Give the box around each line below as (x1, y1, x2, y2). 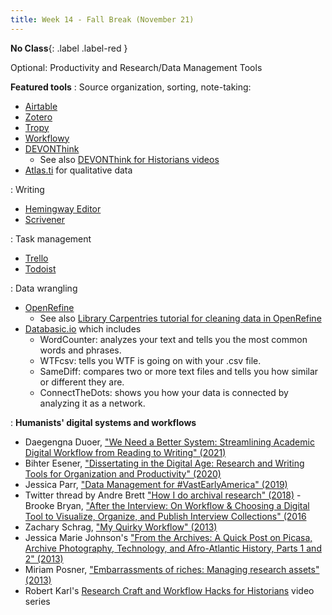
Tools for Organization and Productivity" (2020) (24, 467, 222, 480)
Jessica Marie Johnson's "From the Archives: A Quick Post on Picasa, (24, 531, 313, 543)
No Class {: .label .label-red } (10, 42, 128, 54)
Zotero (24, 111, 53, 123)
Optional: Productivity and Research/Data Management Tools (10, 61, 263, 73)
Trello (24, 252, 49, 264)
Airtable (24, 100, 58, 112)
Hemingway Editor (24, 202, 102, 215)
